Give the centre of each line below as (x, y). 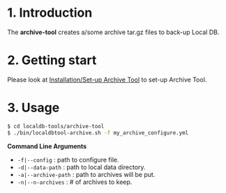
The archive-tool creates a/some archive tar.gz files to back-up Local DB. (113, 32)
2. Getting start (52, 60)
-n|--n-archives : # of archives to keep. (75, 182)
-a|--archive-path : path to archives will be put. (86, 174)
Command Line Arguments (47, 146)
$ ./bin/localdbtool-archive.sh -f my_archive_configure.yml (98, 133)
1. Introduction (50, 13)
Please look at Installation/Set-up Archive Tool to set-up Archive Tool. (107, 79)
